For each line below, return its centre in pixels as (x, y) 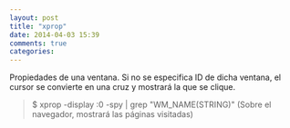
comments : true (38, 43)
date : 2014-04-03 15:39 (55, 34)
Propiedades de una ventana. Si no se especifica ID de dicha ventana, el (145, 77)
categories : (32, 52)
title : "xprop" (38, 26)
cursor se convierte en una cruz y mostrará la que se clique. (122, 87)
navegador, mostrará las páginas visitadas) (113, 114)
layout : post (34, 18)
